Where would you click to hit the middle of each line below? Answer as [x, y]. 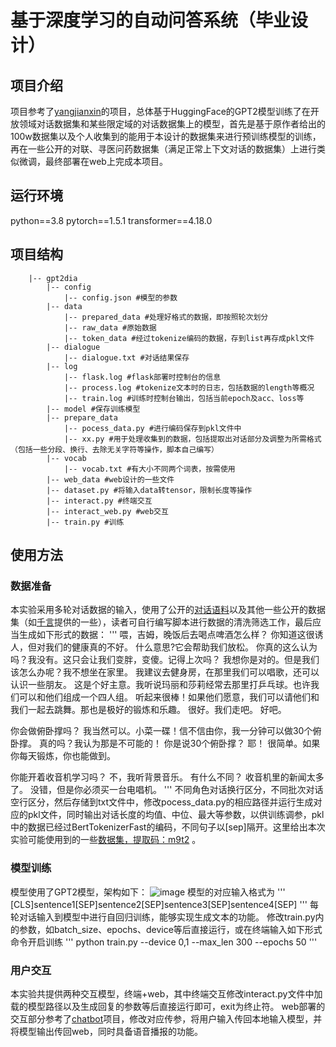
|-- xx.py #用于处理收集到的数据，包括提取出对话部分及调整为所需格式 [192, 439]
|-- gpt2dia [53, 278]
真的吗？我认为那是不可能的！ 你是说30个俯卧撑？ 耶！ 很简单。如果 [179, 743]
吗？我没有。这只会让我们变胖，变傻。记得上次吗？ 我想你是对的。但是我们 [165, 660]
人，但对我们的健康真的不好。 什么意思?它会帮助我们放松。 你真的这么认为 [164, 647]
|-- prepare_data [82, 417]
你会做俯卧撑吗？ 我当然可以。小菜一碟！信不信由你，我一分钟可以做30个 [161, 731]
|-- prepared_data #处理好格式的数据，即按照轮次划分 [166, 317]
